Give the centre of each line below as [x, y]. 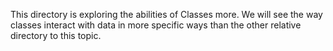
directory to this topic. [56, 35]
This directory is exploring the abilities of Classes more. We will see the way [166, 14]
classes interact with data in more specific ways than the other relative [156, 25]
